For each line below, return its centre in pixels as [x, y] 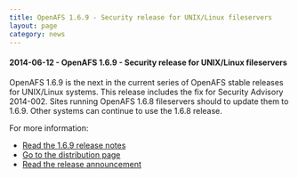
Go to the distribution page [71, 154]
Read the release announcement [82, 164]
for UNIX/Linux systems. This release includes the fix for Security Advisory [146, 92]
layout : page [33, 26]
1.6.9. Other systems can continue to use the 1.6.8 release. [116, 110]
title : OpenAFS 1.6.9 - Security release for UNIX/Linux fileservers [141, 17]
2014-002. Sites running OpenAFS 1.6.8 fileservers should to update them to [149, 101]
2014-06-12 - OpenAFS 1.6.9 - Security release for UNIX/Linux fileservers [148, 62]
